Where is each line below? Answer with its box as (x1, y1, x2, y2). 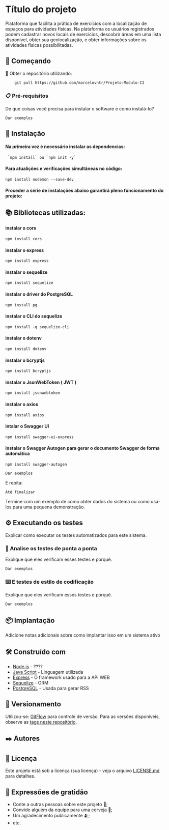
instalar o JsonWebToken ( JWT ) (5, 379, 77, 385)
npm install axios (5, 412, 44, 418)
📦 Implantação (5, 616, 55, 624)
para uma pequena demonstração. (12, 504, 86, 510)
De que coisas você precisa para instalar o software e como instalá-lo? (5, 106, 154, 112)
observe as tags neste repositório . (5, 719, 77, 725)
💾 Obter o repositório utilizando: (5, 70, 72, 76)
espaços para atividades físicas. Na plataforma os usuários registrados (5, 25, 154, 32)
